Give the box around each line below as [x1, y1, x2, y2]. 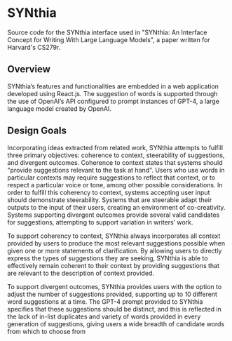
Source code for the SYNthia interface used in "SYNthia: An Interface [7, 28, 207, 36]
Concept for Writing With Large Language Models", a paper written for [7, 35, 210, 44]
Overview [7, 63, 51, 75]
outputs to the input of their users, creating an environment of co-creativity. [7, 203, 226, 211]
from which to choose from [7, 327, 86, 335]
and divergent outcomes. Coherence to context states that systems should [7, 158, 223, 166]
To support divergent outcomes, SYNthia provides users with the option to [7, 282, 222, 290]
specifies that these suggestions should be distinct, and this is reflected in [7, 305, 222, 313]
